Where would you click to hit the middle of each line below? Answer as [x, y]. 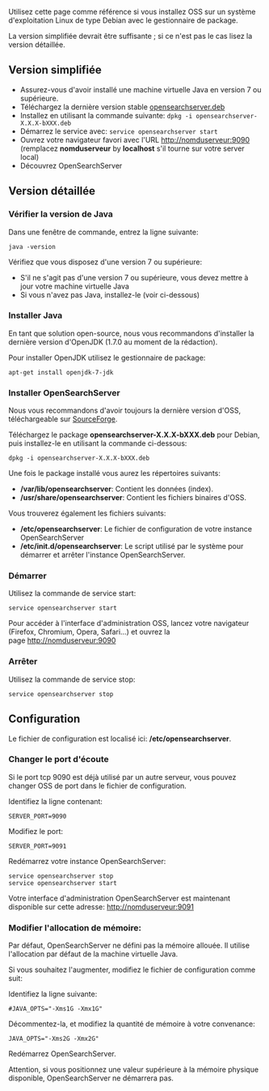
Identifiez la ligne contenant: [56, 801]
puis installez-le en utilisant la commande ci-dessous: [98, 443]
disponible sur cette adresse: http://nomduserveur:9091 [101, 906]
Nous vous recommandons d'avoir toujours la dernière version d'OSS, [125, 411]
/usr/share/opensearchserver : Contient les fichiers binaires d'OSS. [133, 498]
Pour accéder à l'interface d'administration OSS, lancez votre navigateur [129, 623]
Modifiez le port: [36, 831]
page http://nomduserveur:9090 [62, 640]
